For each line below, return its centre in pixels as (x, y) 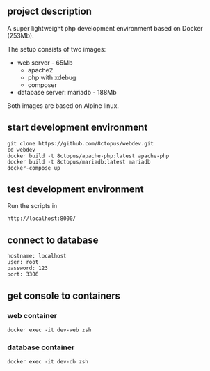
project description (50, 11)
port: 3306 (23, 274)
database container (41, 347)
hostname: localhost (37, 256)
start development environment (78, 128)
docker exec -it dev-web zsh (49, 330)
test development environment (75, 190)
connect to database (53, 240)
